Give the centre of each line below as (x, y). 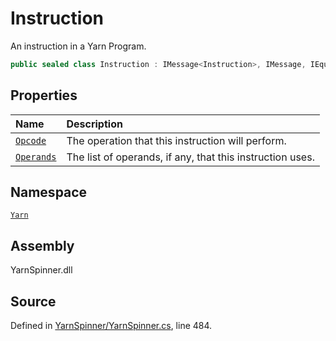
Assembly (42, 245)
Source (33, 301)
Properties (44, 95)
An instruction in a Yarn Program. (78, 46)
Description (94, 124)
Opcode (31, 140)
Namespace (49, 192)
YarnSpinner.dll (41, 270)
